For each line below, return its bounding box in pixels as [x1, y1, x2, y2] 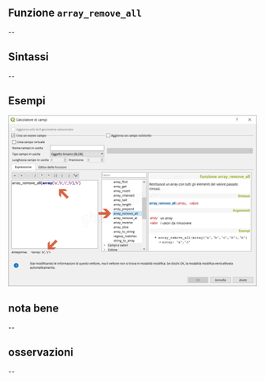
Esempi [8, 94, 46, 108]
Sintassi [8, 51, 49, 64]
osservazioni [8, 345, 73, 359]
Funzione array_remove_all [8, 6, 142, 20]
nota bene [8, 302, 59, 315]
